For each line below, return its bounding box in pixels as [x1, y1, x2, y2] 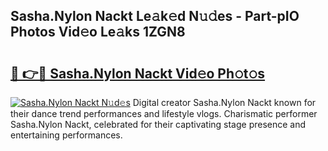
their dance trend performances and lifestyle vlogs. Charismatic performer [10, 108, 318, 119]
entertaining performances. [10, 129, 123, 141]
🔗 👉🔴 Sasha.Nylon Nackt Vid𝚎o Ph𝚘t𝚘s [10, 65, 266, 82]
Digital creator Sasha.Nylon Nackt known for [132, 97, 317, 108]
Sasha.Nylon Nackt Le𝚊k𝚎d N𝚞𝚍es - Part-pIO [10, 8, 300, 25]
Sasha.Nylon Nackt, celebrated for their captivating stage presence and [10, 119, 307, 130]
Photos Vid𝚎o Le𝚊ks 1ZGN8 [10, 24, 186, 41]
